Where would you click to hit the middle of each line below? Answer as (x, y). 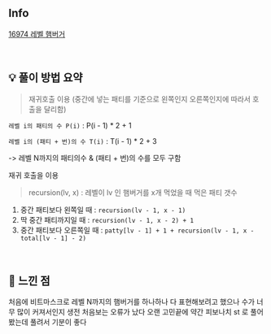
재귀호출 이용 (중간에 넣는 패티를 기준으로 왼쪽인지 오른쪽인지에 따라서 (139, 99)
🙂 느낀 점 (29, 281)
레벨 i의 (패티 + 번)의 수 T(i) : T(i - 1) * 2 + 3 (83, 141)
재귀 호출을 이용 (34, 175)
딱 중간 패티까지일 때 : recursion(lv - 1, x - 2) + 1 (107, 219)
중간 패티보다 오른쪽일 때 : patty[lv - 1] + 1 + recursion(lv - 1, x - (137, 230)
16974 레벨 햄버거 (37, 34)
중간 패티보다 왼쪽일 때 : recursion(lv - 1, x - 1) (103, 210)
